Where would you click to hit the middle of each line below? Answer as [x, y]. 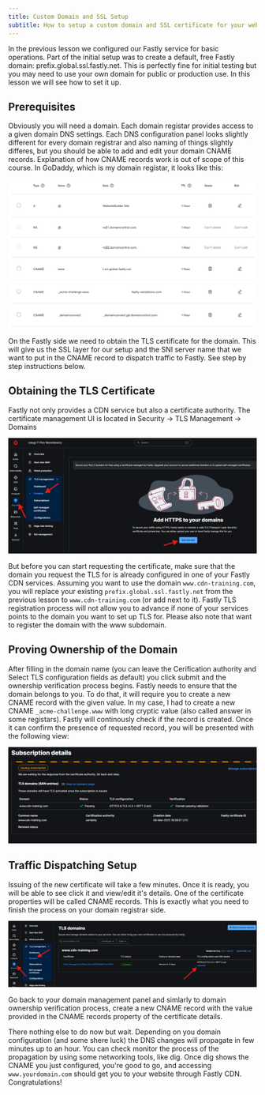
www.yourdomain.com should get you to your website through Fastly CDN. [125, 1074]
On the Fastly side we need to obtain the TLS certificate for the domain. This [132, 341]
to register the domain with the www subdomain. [88, 625]
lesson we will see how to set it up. [65, 82]
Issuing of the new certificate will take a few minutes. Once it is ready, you [129, 884]
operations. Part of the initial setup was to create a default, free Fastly [121, 57]
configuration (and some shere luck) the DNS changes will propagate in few [131, 1040]
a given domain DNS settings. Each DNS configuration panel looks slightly [128, 134]
